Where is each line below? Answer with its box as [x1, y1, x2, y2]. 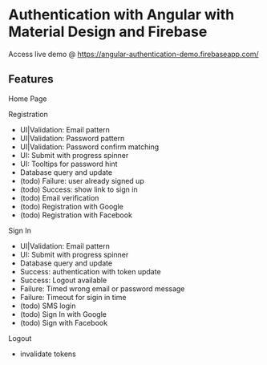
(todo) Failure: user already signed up [19, 176, 144, 185]
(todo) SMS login [19, 301, 76, 310]
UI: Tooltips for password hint [19, 159, 118, 168]
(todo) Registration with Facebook [19, 210, 132, 220]
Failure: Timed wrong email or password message [19, 283, 185, 294]
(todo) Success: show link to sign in [19, 185, 138, 194]
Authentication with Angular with [8, 6, 235, 24]
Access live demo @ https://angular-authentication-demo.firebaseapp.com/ [8, 49, 259, 59]
